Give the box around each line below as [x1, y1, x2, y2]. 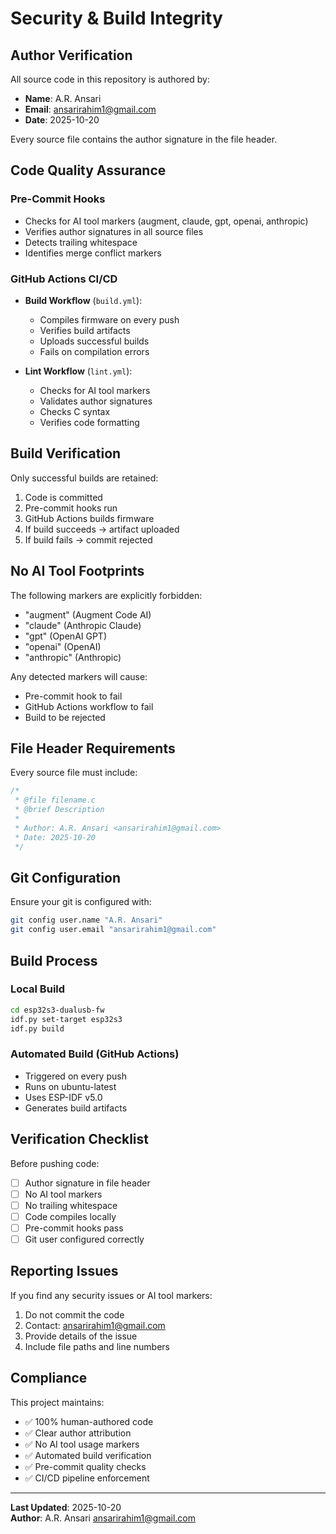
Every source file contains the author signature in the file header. [10, 133, 278, 145]
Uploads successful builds [39, 335, 150, 347]
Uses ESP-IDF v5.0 [24, 1091, 103, 1103]
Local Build [10, 982, 66, 996]
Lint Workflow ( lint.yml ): [24, 365, 133, 377]
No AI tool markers [24, 1188, 103, 1200]
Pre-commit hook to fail [24, 690, 123, 702]
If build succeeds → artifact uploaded [24, 523, 180, 535]
